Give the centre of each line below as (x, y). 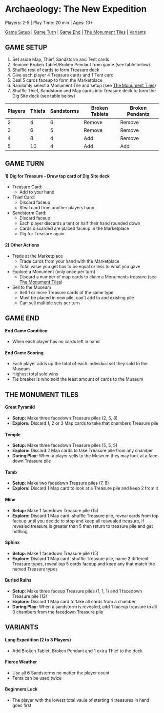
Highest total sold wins (35, 374)
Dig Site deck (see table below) (44, 96)
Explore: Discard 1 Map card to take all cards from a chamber (74, 601)
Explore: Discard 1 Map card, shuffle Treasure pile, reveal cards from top (85, 516)
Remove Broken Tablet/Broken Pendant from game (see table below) (81, 64)
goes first (22, 705)
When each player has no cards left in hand (56, 342)
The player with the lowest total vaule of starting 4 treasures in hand (81, 700)
